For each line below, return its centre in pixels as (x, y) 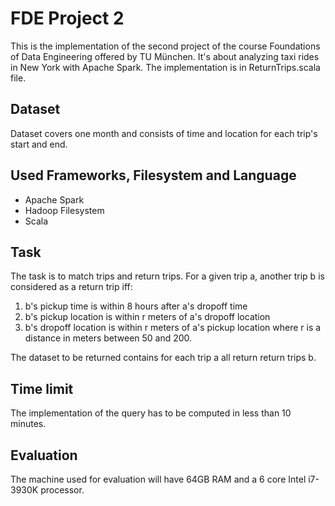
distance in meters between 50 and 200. (108, 338)
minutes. (28, 424)
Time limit (42, 388)
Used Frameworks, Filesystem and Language (153, 175)
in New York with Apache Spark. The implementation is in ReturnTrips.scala (165, 67)
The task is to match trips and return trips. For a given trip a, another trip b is (167, 276)
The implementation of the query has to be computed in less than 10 (151, 413)
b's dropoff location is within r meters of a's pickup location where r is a (173, 328)
